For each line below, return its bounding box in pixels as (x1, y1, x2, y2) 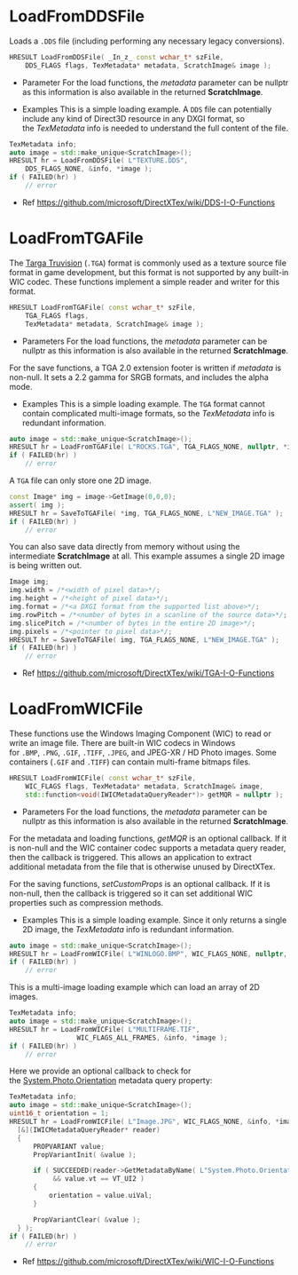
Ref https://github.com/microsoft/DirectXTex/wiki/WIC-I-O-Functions (21, 1256, 275, 1267)
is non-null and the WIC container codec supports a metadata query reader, (9, 842, 286, 853)
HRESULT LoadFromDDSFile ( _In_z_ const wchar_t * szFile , (9, 52, 224, 61)
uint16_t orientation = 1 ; (9, 1109, 109, 1118)
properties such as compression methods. (9, 897, 164, 907)
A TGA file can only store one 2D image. (9, 475, 153, 486)
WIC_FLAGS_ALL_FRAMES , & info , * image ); (76, 1033, 228, 1042)
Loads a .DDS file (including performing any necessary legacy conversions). (9, 36, 286, 46)
